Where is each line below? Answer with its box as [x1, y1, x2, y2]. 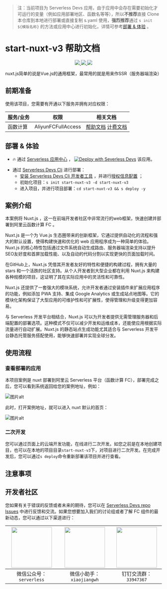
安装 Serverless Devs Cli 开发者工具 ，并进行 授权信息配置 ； [19, 173, 143, 179]
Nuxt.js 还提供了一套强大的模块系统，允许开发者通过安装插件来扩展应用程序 [5, 285, 161, 291]
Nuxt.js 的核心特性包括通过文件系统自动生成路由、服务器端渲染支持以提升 [5, 245, 156, 251]
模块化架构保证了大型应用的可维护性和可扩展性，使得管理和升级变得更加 [5, 297, 153, 303]
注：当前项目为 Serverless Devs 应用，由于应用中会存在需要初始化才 [17, 5, 158, 10]
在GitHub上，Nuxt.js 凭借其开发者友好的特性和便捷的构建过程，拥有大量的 [5, 262, 157, 268]
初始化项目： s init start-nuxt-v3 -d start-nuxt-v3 [19, 179, 129, 185]
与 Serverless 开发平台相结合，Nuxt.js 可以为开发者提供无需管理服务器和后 [5, 314, 159, 320]
